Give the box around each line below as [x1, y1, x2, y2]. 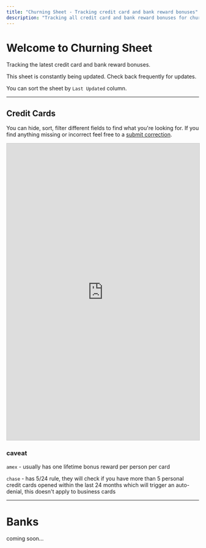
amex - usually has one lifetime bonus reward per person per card [6, 462, 170, 470]
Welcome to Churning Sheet [6, 41, 153, 55]
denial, [6, 488, 23, 495]
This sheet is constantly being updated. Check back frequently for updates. [6, 73, 197, 80]
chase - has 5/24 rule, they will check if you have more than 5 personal [6, 475, 185, 482]
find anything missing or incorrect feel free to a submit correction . [6, 131, 172, 138]
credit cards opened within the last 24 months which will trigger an [6, 481, 175, 489]
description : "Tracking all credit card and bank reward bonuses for [6, 15, 188, 21]
